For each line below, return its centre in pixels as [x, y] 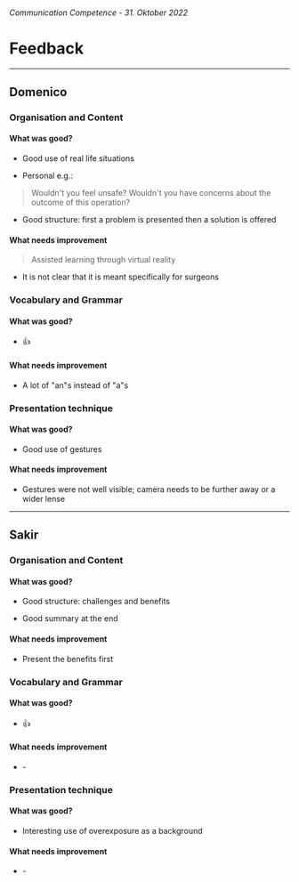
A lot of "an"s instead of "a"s [75, 385]
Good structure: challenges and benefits [96, 602]
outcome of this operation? [81, 202]
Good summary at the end [70, 619]
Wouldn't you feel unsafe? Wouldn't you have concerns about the [151, 193]
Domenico [38, 92]
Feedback [47, 48]
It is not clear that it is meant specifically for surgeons [121, 277]
